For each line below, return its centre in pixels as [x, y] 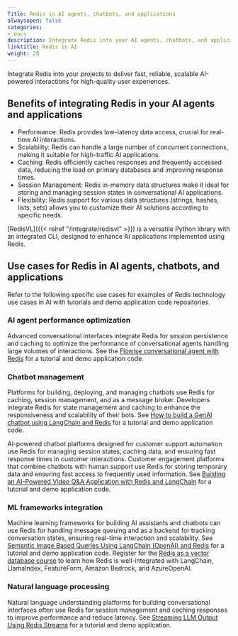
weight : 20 [23, 54]
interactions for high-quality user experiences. [102, 81]
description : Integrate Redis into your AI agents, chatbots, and [107, 41]
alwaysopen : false [34, 21]
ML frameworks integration [55, 507]
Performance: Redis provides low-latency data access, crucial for [113, 131]
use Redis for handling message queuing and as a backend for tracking [111, 531]
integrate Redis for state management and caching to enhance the [104, 408]
